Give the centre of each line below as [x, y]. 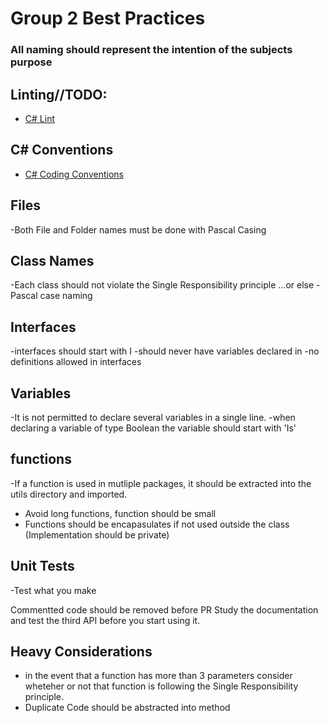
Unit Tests [42, 566]
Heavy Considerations [81, 651]
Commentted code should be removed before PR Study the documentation [164, 609]
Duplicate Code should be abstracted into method [127, 708]
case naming [66, 296]
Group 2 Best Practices [108, 18]
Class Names [52, 260]
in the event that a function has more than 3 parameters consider [158, 676]
